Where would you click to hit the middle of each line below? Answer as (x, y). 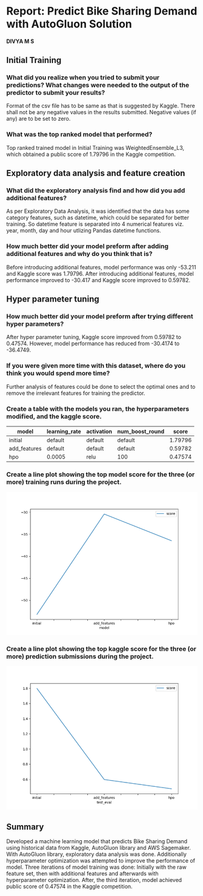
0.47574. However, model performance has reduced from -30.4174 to (93, 343)
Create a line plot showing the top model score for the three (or (101, 474)
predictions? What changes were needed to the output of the (98, 85)
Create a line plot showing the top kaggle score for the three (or (101, 649)
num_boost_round (141, 431)
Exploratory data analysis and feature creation (96, 173)
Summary (25, 827)
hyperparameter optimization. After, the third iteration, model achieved (94, 880)
